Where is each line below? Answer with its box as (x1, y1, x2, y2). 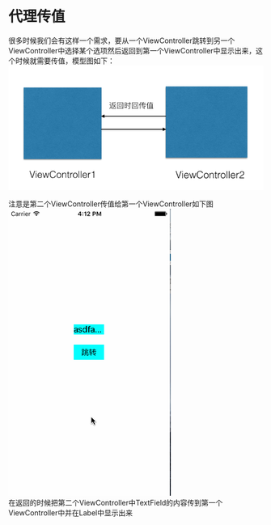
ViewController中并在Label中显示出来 (8, 507, 133, 518)
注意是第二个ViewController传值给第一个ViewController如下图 (8, 199, 214, 209)
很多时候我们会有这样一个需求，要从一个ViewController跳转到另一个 (8, 36, 235, 45)
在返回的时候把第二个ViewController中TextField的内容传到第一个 (8, 497, 223, 507)
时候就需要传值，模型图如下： (15, 56, 115, 66)
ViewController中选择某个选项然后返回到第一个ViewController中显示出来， (8, 45, 256, 55)
